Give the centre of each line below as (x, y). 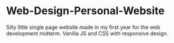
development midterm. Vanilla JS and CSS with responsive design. (87, 33)
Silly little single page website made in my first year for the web (83, 27)
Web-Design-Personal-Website (85, 11)
